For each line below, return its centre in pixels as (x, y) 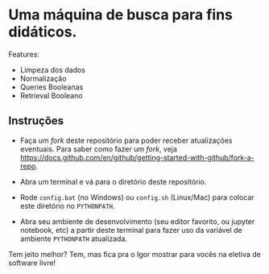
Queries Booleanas (52, 87)
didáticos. (43, 32)
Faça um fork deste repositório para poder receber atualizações (126, 140)
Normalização (43, 78)
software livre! (32, 263)
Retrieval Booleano (51, 95)
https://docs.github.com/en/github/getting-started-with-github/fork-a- (137, 157)
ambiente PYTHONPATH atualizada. (73, 239)
